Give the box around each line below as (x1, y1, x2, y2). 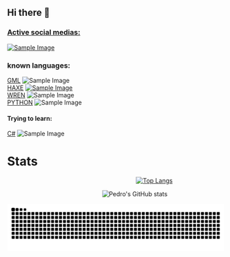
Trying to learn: (7, 114, 53, 122)
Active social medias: (7, 28, 81, 37)
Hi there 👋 (7, 7, 50, 19)
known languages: (7, 60, 71, 70)
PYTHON (7, 98, 33, 106)
